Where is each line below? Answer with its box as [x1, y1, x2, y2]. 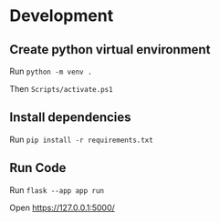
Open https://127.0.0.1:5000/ [9, 202, 116, 213]
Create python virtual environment [9, 42, 211, 57]
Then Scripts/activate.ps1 [9, 84, 113, 94]
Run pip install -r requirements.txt [9, 134, 153, 145]
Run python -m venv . [9, 66, 93, 76]
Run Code [9, 160, 67, 176]
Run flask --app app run [9, 184, 105, 196]
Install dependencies [9, 110, 131, 126]
